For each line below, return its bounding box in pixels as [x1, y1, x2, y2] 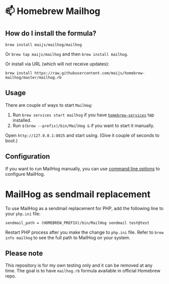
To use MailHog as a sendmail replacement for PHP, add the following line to [5, 205, 163, 211]
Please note [5, 249, 43, 257]
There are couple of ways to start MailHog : [5, 102, 93, 108]
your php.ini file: [5, 210, 41, 217]
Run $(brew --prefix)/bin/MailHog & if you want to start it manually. [12, 122, 155, 128]
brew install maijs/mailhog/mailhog [5, 42, 82, 47]
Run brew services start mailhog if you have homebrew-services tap [12, 112, 154, 118]
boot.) [5, 137, 18, 144]
